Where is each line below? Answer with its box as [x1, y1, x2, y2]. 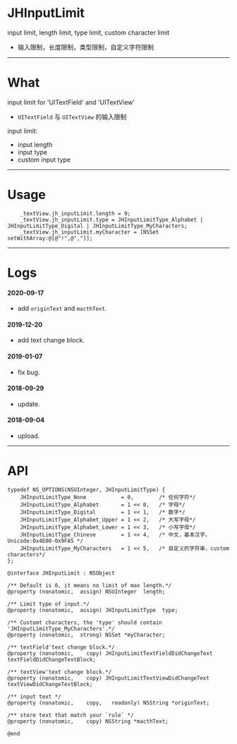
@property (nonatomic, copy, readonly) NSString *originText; [7, 699, 210, 707]
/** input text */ [7, 693, 61, 700]
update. [17, 400, 40, 408]
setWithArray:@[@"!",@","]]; [7, 234, 93, 241]
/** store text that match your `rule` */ [7, 712, 134, 719]
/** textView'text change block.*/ [7, 668, 112, 676]
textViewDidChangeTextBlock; [7, 680, 93, 688]
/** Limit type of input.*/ [7, 600, 90, 608]
